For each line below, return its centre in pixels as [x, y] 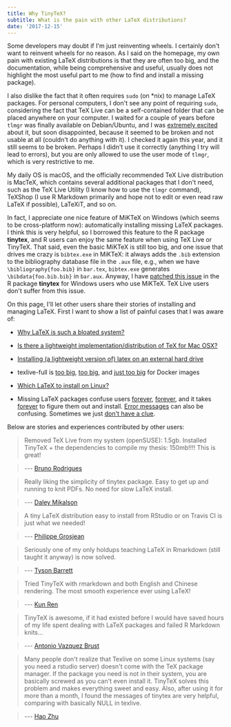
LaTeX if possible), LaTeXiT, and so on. [62, 205]
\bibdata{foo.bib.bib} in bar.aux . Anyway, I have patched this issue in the [113, 276]
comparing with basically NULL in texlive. [83, 703]
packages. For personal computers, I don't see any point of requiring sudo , [113, 103]
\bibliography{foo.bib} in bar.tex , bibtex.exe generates [89, 269]
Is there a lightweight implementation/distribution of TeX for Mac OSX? [118, 346]
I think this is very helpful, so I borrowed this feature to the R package [106, 232]
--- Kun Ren [41, 604]
